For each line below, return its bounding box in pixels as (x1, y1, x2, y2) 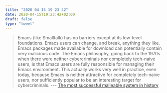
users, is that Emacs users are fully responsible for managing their (17, 61, 154, 67)
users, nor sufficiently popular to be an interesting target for (17, 77, 141, 83)
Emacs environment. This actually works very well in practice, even (17, 67, 156, 73)
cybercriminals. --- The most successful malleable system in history (17, 83, 159, 89)
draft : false (5, 16, 33, 21)
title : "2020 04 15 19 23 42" (5, 7, 69, 12)
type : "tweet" (5, 21, 35, 26)
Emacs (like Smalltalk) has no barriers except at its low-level (17, 35, 142, 41)
